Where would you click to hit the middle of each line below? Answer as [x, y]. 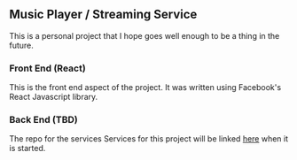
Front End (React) [47, 68]
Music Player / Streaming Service [103, 15]
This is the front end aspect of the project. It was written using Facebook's [145, 88]
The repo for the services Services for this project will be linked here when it [149, 139]
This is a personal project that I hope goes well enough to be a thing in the [145, 35]
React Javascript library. [54, 97]
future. [21, 45]
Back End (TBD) [43, 120]
